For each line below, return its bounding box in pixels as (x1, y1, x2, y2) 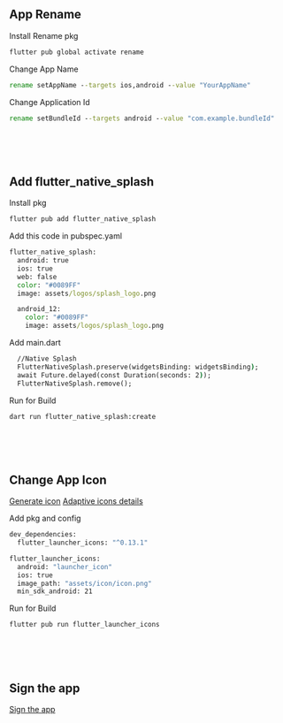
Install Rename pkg (9, 30, 79, 41)
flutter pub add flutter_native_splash (9, 215, 157, 224)
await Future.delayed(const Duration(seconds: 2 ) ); (17, 370, 212, 379)
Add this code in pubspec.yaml (9, 231, 122, 241)
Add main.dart (9, 338, 62, 347)
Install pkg (9, 198, 47, 209)
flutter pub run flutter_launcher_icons (9, 620, 161, 629)
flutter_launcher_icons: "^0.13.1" (17, 538, 149, 547)
